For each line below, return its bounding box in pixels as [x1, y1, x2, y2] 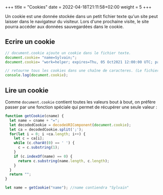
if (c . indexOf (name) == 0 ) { [14, 154, 73, 159]
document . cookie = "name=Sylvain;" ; [5, 55, 77, 60]
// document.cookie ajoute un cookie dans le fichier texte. [5, 50, 131, 55]
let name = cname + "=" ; [9, 118, 60, 123]
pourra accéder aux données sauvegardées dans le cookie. [5, 24, 124, 30]
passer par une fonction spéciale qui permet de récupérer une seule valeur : [5, 104, 158, 110]
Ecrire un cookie [5, 38, 55, 46]
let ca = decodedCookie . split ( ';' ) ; [9, 127, 83, 132]
